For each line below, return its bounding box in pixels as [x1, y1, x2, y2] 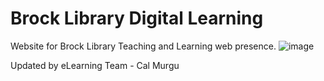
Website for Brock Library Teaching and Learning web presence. [10, 40, 277, 52]
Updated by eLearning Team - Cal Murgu [10, 59, 180, 71]
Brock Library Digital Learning [10, 7, 264, 30]
